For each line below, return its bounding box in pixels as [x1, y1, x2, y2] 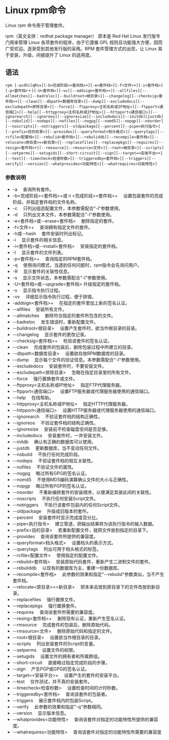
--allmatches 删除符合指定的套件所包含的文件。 [12, 312, 116, 319]
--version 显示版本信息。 [12, 710, 69, 716]
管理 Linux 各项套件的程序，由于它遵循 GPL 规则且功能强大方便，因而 [18, 39, 163, 45]
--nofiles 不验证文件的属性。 [12, 464, 77, 470]
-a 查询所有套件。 [12, 186, 54, 192]
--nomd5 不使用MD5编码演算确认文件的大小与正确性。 [12, 477, 131, 483]
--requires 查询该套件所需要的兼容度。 [12, 609, 97, 615]
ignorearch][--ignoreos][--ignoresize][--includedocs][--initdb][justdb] [5, 114, 164, 119]
